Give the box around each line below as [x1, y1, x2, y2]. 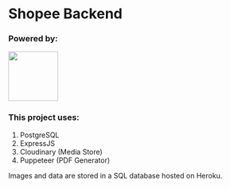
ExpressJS [19, 138, 56, 148]
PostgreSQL [19, 130, 60, 140]
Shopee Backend [8, 5, 123, 23]
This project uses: [8, 112, 80, 123]
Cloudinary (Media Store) [19, 147, 103, 156]
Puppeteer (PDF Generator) [19, 155, 111, 165]
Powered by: [8, 33, 58, 44]
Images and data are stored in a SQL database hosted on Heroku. [8, 171, 223, 180]
